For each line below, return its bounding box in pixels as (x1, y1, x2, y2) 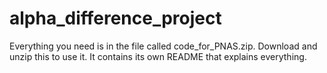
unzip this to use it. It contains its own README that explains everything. (9, 50, 307, 62)
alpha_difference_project (9, 7, 222, 30)
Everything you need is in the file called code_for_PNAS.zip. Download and (9, 40, 318, 52)
